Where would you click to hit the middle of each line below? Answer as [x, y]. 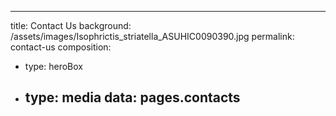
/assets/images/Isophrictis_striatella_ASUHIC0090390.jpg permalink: [152, 36]
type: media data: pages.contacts [132, 97]
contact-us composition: [61, 47]
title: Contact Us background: [71, 25]
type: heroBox [53, 66]
